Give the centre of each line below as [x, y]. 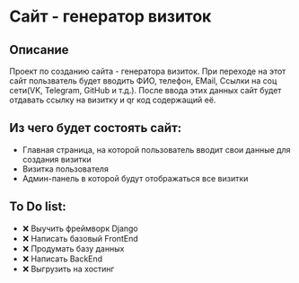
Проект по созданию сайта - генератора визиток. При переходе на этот [148, 71]
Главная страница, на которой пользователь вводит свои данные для [156, 149]
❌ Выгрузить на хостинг [68, 269]
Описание [39, 50]
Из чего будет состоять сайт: [96, 128]
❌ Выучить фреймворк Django [80, 228]
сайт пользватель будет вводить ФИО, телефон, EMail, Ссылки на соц [143, 81]
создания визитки [57, 159]
